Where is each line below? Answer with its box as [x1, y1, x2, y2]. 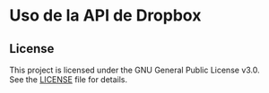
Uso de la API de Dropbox [9, 5, 202, 26]
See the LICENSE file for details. [9, 74, 128, 85]
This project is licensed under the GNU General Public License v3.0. [9, 64, 260, 75]
